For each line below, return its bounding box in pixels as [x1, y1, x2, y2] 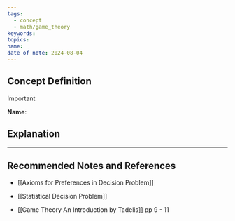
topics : [7, 36, 30, 43]
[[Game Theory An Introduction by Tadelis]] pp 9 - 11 [17, 206, 169, 214]
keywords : [7, 29, 36, 37]
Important [7, 94, 36, 102]
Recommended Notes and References [7, 159, 176, 172]
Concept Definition [7, 75, 92, 88]
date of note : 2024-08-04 [7, 50, 83, 57]
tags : [7, 10, 23, 18]
